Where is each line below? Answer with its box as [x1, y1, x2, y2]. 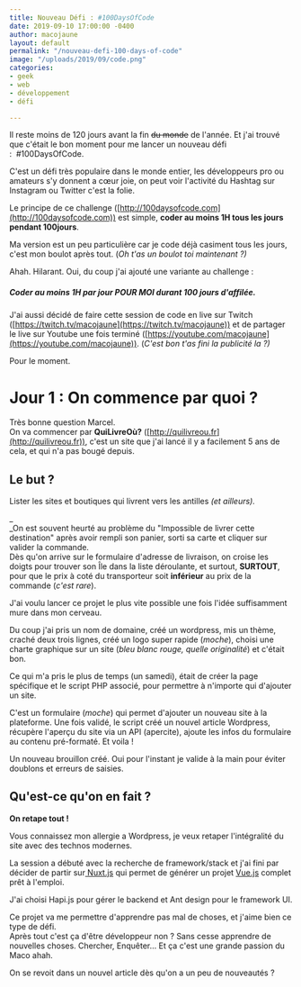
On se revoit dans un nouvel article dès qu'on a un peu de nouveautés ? [9, 967, 276, 978]
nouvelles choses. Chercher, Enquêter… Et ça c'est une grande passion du [9, 940, 286, 951]
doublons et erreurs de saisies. [9, 763, 124, 774]
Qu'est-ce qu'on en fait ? [9, 789, 152, 804]
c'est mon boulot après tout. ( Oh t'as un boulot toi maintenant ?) [9, 249, 247, 259]
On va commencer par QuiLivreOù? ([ [9, 427, 150, 438]
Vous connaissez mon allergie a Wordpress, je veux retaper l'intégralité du [9, 830, 285, 841]
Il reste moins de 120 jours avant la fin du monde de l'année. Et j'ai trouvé [9, 130, 280, 140]
